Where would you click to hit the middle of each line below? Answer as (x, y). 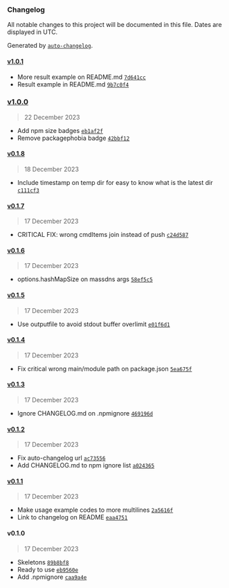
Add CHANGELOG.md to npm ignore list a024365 (86, 465)
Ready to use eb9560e (47, 569)
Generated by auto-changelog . (50, 46)
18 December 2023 (52, 169)
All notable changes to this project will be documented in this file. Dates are (115, 25)
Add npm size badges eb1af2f (60, 130)
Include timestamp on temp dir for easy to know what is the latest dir (115, 182)
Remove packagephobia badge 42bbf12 (73, 138)
